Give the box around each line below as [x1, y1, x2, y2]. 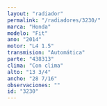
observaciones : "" [7, 82, 60, 89]
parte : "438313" [7, 56, 54, 63]
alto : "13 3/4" [7, 68, 51, 75]
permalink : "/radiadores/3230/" [7, 17, 101, 24]
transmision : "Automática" [7, 50, 85, 56]
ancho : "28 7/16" [7, 75, 58, 82]
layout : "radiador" [7, 10, 64, 17]
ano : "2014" [7, 36, 42, 43]
